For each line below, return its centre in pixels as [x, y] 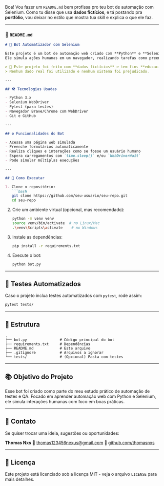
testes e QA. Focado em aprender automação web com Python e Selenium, [81, 396]
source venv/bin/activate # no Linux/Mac [56, 223]
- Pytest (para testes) [29, 107]
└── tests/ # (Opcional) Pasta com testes [64, 357]
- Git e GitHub [20, 116]
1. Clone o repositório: [30, 187]
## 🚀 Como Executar [25, 178]
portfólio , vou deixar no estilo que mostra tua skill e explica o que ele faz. [79, 17]
